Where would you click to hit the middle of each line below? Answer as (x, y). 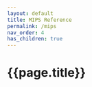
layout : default (30, 13)
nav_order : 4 (26, 33)
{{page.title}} (46, 73)
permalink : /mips (32, 26)
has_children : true (35, 39)
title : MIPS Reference (39, 20)
